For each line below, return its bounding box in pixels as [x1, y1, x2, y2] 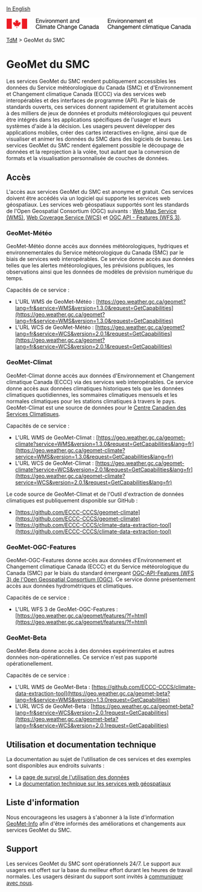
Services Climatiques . [6, 410, 60, 417]
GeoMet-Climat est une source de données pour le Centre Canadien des [6, 404, 186, 411]
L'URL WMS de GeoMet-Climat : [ [14, 434, 98, 441]
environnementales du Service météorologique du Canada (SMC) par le [6, 249, 184, 256]
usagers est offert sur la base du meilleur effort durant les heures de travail [6, 866, 193, 873]
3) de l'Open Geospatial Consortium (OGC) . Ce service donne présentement [6, 576, 196, 583]
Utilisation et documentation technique [6, 739, 157, 749]
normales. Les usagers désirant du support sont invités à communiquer [6, 873, 184, 880]
